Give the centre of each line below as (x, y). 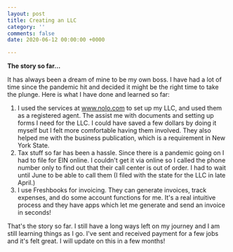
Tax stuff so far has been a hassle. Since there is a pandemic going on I (121, 153)
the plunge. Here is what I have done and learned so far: (88, 95)
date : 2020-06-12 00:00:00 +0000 (56, 40)
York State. (33, 145)
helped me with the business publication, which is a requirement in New (121, 138)
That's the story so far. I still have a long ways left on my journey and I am (113, 226)
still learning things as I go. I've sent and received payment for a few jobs (113, 234)
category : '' (26, 27)
